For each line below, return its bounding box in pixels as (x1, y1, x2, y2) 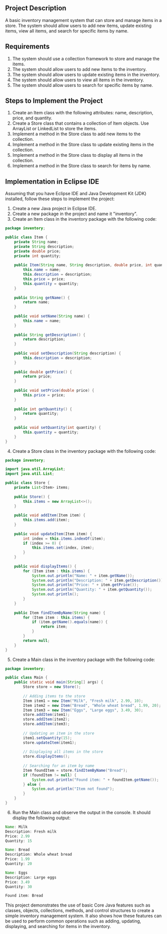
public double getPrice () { (14, 369, 72, 374)
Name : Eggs (5, 870, 28, 875)
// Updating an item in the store (23, 731, 94, 736)
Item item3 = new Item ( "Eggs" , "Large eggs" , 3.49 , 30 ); (23, 707, 144, 713)
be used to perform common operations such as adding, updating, (5, 918, 142, 924)
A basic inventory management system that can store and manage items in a (5, 17, 162, 23)
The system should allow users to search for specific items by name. (12, 82, 153, 88)
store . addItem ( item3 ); (23, 721, 70, 727)
